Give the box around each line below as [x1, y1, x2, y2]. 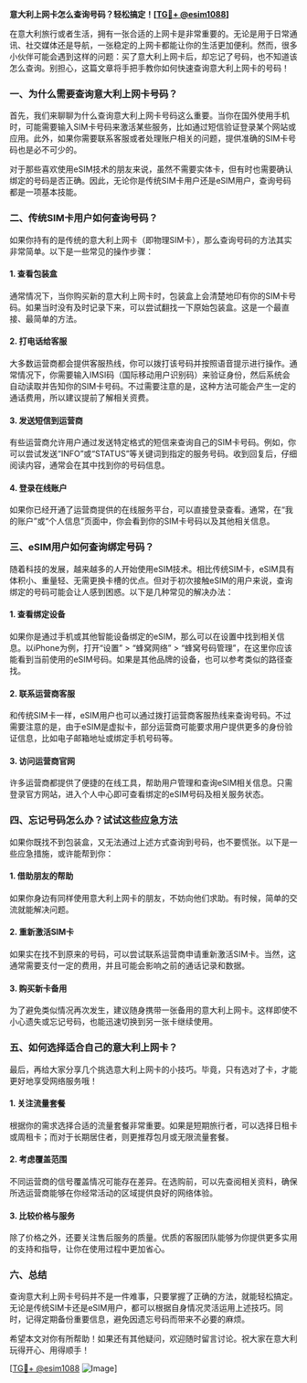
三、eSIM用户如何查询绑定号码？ [9, 541, 154, 554]
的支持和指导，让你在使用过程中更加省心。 [9, 1243, 170, 1255]
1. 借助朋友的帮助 [9, 870, 74, 881]
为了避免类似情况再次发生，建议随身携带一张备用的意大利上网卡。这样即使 [9, 1005, 290, 1016]
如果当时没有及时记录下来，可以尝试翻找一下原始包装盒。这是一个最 [25, 302, 281, 313]
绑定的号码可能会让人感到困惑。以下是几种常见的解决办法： [9, 586, 234, 597]
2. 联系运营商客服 [9, 687, 76, 698]
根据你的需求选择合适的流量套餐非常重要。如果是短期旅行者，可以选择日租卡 [9, 1120, 298, 1131]
